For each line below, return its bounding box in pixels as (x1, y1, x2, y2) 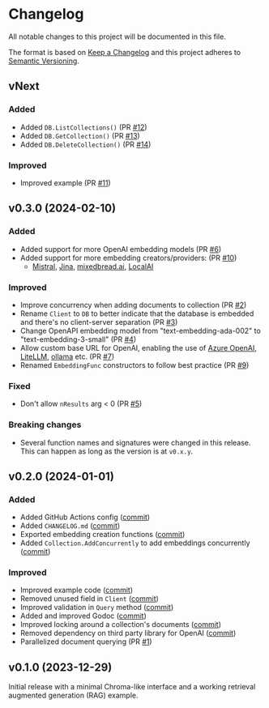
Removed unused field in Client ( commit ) (19, 594, 160, 604)
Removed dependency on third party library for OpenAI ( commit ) (19, 629, 237, 638)
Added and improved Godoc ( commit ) (19, 611, 147, 621)
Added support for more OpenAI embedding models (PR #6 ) (19, 244, 221, 254)
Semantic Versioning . (8, 56, 79, 66)
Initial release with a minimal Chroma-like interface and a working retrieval (8, 682, 256, 692)
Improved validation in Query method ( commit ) (19, 603, 174, 612)
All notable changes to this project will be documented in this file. (8, 32, 227, 41)
